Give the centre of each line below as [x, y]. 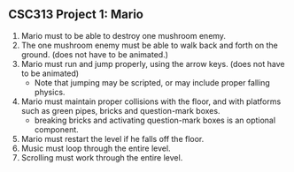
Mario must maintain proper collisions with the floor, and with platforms [151, 101]
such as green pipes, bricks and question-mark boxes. [120, 110]
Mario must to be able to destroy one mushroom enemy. [124, 35]
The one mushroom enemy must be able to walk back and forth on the [149, 45]
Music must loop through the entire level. [96, 148]
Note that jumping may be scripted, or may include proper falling [152, 82]
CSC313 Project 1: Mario [76, 15]
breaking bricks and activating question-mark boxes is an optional [155, 120]
